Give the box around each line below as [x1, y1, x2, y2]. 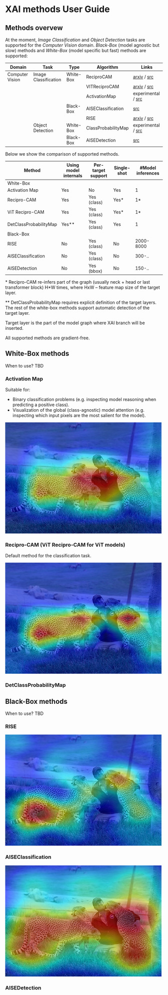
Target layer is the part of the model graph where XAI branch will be [5, 320, 145, 326]
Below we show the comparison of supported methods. [5, 151, 119, 157]
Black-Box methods [5, 697, 67, 706]
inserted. [5, 325, 23, 331]
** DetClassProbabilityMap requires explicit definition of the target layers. [5, 300, 156, 305]
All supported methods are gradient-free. [5, 335, 90, 341]
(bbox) [88, 268, 102, 274]
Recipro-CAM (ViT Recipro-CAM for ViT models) [5, 541, 125, 548]
